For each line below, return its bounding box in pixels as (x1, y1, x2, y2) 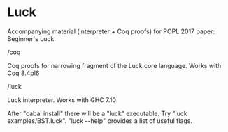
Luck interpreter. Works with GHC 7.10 (7, 95, 117, 104)
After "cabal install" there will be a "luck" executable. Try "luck (7, 109, 187, 117)
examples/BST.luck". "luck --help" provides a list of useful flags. (7, 116, 193, 125)
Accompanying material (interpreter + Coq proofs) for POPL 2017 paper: (7, 27, 215, 35)
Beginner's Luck (7, 34, 55, 42)
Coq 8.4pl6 (7, 69, 40, 77)
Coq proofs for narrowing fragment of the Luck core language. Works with (7, 61, 222, 69)
